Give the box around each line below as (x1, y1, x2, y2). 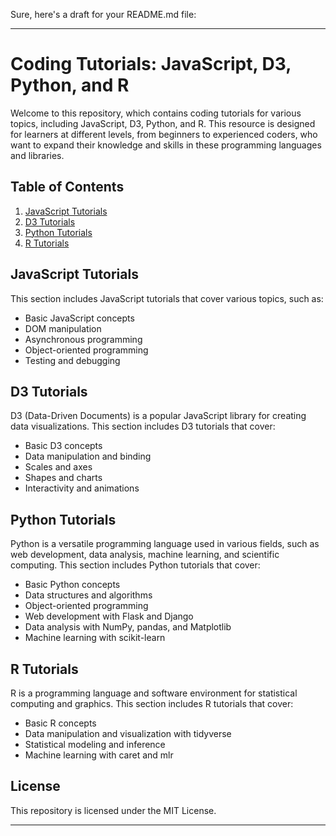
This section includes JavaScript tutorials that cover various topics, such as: (10, 292, 324, 304)
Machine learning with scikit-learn (24, 632, 166, 644)
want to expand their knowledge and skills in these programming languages (10, 139, 322, 151)
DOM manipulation (24, 322, 102, 334)
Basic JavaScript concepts (24, 312, 135, 324)
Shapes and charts (24, 472, 103, 484)
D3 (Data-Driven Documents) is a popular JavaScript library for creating (10, 410, 307, 422)
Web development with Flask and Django (24, 610, 194, 623)
